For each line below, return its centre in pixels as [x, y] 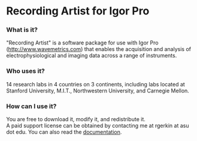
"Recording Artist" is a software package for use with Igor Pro [82, 43]
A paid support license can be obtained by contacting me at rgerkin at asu [98, 126]
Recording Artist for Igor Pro [78, 11]
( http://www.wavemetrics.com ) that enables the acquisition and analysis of [99, 49]
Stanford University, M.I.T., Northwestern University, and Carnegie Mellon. [98, 91]
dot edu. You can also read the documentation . [64, 132]
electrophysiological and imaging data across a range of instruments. [92, 56]
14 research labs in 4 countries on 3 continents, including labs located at [96, 84]
